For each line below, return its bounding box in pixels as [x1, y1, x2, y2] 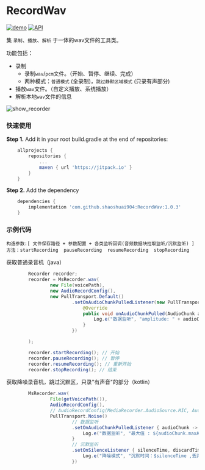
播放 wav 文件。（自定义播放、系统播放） [15, 85, 112, 92]
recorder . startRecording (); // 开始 [28, 349, 120, 355]
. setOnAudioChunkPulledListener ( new [71, 299, 165, 305]
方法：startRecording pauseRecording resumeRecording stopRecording [6, 247, 190, 254]
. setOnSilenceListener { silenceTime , [71, 447, 171, 454]
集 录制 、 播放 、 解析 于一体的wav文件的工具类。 [6, 36, 122, 43]
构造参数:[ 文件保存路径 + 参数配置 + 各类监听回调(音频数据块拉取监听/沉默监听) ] [6, 241, 195, 247]
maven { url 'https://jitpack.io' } [38, 164, 132, 171]
